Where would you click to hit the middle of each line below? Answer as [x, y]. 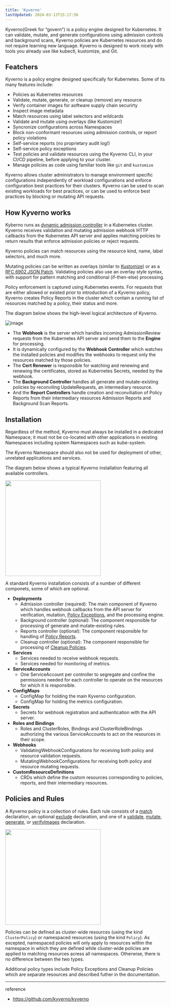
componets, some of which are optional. [48, 588]
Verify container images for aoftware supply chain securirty [75, 106]
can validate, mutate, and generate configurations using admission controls [84, 35]
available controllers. [27, 473]
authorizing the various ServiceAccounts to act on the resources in [90, 734]
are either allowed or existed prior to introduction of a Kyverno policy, [78, 293]
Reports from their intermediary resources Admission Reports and [82, 398]
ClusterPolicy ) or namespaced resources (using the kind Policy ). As [78, 937]
